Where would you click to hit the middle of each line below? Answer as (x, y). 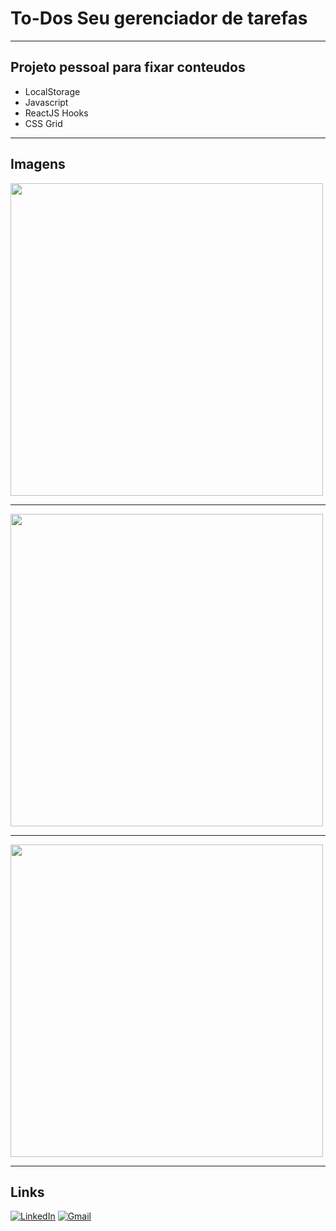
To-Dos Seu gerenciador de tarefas (159, 18)
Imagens (38, 164)
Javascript (46, 102)
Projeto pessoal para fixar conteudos (128, 67)
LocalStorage (52, 91)
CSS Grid (43, 123)
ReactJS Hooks (56, 113)
